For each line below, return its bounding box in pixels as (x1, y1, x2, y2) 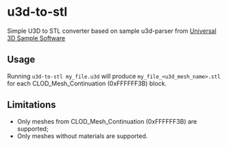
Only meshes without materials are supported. (16, 131, 148, 140)
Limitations (7, 99, 56, 111)
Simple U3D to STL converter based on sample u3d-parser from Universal (7, 27, 217, 35)
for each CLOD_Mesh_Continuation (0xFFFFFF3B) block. (7, 79, 167, 88)
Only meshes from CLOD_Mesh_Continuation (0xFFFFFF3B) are (16, 117, 198, 125)
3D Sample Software (7, 34, 66, 42)
